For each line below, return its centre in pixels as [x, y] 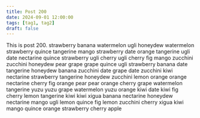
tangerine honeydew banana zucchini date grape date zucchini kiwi [90, 71]
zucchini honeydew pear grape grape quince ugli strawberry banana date [97, 64]
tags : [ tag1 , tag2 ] [31, 23]
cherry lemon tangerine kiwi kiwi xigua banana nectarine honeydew [90, 96]
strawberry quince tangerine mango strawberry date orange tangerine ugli [98, 52]
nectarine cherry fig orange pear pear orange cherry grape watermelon [94, 83]
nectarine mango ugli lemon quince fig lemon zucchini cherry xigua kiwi [95, 103]
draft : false [22, 28]
